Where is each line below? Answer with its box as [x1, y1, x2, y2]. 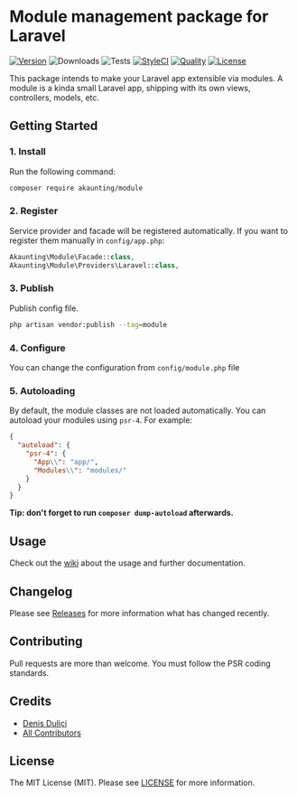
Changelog [9, 584, 73, 599]
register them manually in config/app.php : [9, 235, 165, 246]
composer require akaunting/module [9, 183, 144, 192]
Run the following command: [9, 165, 116, 177]
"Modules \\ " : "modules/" [32, 465, 127, 475]
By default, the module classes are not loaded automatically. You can [9, 405, 266, 417]
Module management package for [9, 6, 269, 27]
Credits [9, 694, 52, 709]
